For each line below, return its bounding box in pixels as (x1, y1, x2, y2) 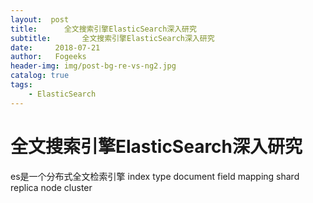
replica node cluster (10, 181, 93, 193)
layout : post (10, 14, 70, 25)
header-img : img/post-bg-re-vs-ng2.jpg (10, 61, 177, 71)
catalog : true (10, 71, 70, 81)
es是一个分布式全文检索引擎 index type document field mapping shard (10, 170, 300, 182)
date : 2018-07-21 (10, 42, 101, 53)
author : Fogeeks (10, 52, 87, 62)
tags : (10, 80, 33, 90)
